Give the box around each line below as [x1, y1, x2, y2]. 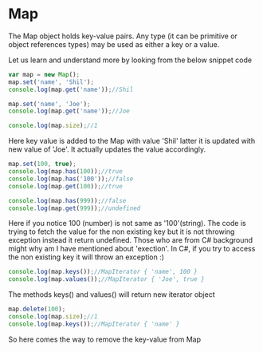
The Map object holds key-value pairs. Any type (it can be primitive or [8, 31, 237, 41]
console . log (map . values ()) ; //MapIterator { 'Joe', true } [8, 275, 205, 283]
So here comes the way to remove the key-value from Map [8, 334, 202, 344]
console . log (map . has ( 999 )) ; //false [8, 196, 127, 204]
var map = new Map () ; [8, 70, 80, 78]
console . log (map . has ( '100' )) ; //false [8, 175, 134, 183]
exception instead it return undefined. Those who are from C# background [8, 235, 253, 245]
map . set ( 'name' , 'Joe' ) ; [8, 100, 91, 108]
